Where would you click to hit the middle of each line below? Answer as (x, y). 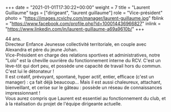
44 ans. (13, 39)
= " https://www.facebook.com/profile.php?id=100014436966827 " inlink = (83, 23)
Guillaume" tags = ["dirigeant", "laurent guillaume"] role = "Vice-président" (84, 13)
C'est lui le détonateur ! (30, 71)
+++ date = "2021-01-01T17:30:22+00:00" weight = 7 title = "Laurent (78, 7)
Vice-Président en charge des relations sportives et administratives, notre (83, 55)
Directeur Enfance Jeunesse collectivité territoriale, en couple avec (76, 44)
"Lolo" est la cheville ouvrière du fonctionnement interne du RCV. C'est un (83, 60)
